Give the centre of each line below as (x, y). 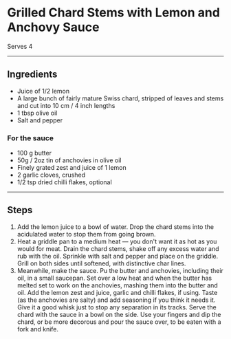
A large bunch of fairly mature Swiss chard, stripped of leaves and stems (120, 98)
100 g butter (34, 153)
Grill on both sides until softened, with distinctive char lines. (101, 263)
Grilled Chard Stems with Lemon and (113, 13)
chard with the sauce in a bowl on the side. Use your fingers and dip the (119, 314)
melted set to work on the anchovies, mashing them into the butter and (117, 285)
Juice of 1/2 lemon (43, 91)
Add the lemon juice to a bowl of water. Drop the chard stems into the (115, 227)
